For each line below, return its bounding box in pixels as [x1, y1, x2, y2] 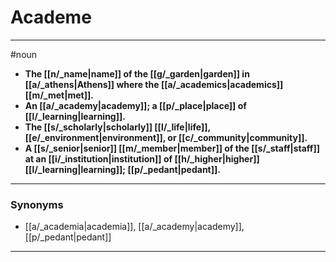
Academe [10, 6, 92, 29]
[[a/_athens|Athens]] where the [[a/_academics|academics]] [24, 78, 284, 90]
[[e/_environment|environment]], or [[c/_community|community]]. [24, 131, 308, 143]
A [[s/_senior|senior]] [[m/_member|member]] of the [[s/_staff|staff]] [24, 142, 320, 154]
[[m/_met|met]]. [24, 89, 94, 101]
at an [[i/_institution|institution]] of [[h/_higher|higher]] [24, 152, 260, 165]
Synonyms [10, 197, 64, 211]
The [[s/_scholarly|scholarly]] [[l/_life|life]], [24, 121, 211, 133]
